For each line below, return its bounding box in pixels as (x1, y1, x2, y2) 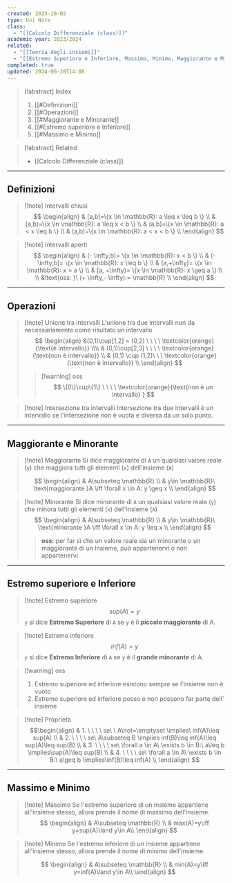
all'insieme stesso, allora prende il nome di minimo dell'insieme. (23, 846, 205, 855)
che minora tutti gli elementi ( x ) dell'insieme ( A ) (23, 505, 157, 513)
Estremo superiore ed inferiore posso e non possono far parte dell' (34, 694, 224, 703)
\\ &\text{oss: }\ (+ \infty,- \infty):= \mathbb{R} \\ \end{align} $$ (35, 274, 215, 282)
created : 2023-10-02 (7, 10, 67, 17)
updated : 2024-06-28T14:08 (7, 68, 85, 75)
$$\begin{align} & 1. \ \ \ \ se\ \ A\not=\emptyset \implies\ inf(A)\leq (30, 726, 220, 734)
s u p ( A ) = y (109, 607, 140, 615)
